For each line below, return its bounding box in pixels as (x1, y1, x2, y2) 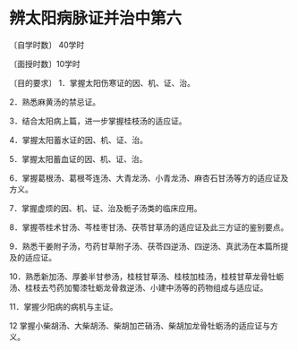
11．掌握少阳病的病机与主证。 (9, 301, 118, 312)
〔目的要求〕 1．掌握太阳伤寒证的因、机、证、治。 (9, 77, 195, 88)
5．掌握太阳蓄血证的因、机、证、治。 (9, 153, 148, 164)
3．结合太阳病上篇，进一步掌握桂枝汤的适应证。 (9, 115, 187, 126)
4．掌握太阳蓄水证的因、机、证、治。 (9, 134, 149, 145)
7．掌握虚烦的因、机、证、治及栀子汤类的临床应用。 (9, 202, 202, 213)
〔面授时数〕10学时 (9, 58, 81, 69)
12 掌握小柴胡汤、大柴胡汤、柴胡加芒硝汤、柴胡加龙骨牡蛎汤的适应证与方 (9, 320, 279, 331)
